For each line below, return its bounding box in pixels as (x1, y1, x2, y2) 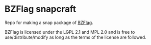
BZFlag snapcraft (4, 3, 76, 15)
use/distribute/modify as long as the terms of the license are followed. (4, 34, 147, 40)
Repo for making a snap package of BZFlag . (4, 20, 94, 25)
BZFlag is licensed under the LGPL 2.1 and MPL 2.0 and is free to (4, 29, 135, 35)
